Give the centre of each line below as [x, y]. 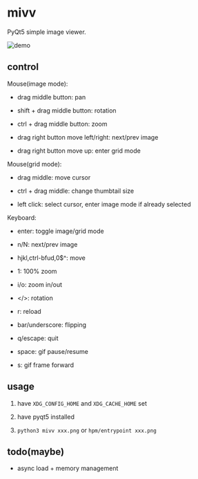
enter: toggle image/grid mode [61, 231]
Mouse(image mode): [38, 84]
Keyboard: [22, 217]
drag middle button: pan [51, 97]
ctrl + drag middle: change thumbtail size [76, 191]
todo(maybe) [36, 452]
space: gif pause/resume [52, 351]
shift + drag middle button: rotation [67, 110]
